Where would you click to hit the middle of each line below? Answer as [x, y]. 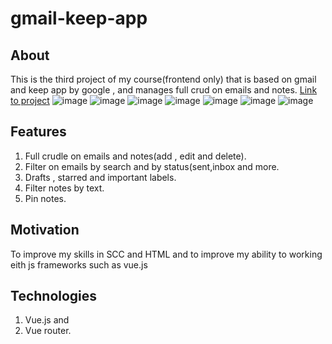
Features [38, 132]
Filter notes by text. [64, 188]
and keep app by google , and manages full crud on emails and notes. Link [164, 90]
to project [30, 100]
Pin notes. [45, 198]
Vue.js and [47, 320]
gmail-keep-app [79, 18]
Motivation [45, 230]
